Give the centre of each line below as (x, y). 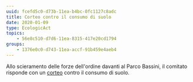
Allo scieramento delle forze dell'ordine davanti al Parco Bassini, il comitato (97, 66)
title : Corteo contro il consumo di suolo (59, 17)
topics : (16, 33)
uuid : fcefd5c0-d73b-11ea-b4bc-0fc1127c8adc (61, 11)
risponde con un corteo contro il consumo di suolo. (68, 72)
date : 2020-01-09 (27, 22)
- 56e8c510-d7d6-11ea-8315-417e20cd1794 (67, 39)
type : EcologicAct (28, 28)
